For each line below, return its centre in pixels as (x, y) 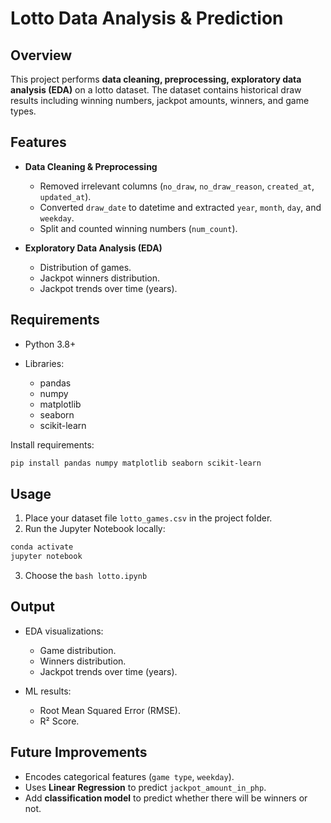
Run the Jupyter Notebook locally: (95, 529)
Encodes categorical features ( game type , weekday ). (129, 776)
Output (32, 607)
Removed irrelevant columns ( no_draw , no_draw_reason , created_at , (177, 186)
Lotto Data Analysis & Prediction (147, 18)
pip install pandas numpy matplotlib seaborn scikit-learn (136, 463)
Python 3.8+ (50, 344)
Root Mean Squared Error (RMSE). (110, 710)
